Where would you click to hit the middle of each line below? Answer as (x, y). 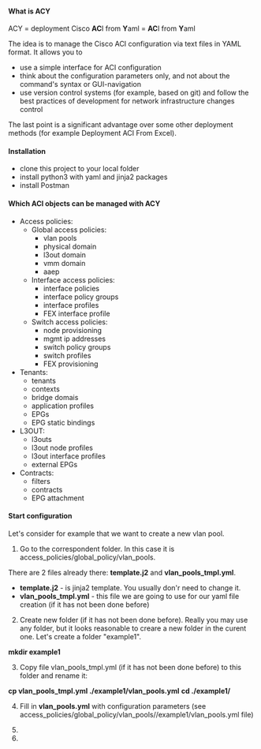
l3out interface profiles (69, 456)
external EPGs (54, 464)
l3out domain (65, 255)
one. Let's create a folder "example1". (80, 636)
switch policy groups (77, 346)
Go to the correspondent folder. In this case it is (97, 549)
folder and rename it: (54, 676)
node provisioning (73, 330)
